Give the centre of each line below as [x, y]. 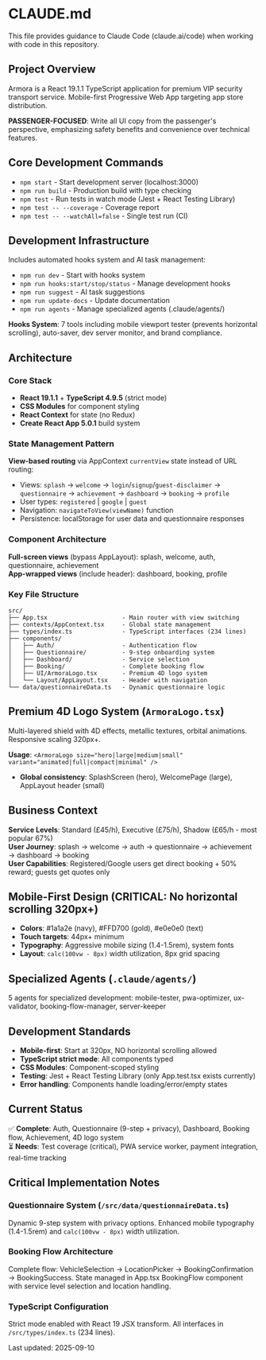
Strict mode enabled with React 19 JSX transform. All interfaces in [116, 1324]
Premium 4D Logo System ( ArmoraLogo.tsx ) [116, 711]
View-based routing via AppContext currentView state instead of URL [123, 461]
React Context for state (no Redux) [77, 415]
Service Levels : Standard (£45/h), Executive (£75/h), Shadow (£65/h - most [133, 830]
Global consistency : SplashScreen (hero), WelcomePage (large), [126, 777]
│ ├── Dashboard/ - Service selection [99, 659]
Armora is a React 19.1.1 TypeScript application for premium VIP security [125, 88]
